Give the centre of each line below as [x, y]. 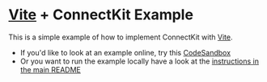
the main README [50, 69]
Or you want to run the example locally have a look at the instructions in [140, 61]
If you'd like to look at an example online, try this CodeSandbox [125, 52]
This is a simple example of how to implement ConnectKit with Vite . [121, 37]
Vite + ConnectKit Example [101, 15]
